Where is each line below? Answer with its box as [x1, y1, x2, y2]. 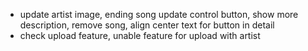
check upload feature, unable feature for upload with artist [19, 30, 261, 41]
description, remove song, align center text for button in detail [19, 19, 275, 31]
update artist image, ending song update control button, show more [19, 9, 299, 20]
